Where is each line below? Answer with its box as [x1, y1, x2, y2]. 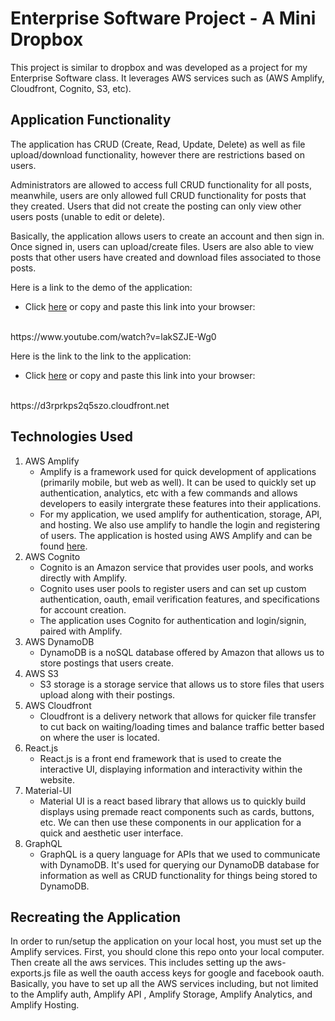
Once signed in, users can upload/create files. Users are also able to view [10, 240, 314, 252]
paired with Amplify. [39, 625, 123, 637]
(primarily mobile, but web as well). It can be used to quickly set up [39, 476, 317, 488]
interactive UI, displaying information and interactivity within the [39, 763, 303, 775]
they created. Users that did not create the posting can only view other [10, 200, 302, 212]
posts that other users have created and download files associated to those [10, 251, 322, 263]
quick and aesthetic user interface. [39, 827, 184, 839]
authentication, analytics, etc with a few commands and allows [39, 487, 298, 499]
